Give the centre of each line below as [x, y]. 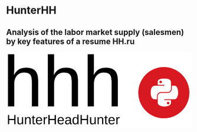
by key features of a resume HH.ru [70, 41]
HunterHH [32, 10]
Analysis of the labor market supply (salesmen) [95, 32]
